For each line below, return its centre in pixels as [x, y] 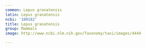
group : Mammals [21, 29]
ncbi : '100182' [21, 19]
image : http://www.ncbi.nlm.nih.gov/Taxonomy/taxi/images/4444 [73, 33]
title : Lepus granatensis [32, 24]
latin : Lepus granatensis [32, 15]
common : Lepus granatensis [34, 10]
